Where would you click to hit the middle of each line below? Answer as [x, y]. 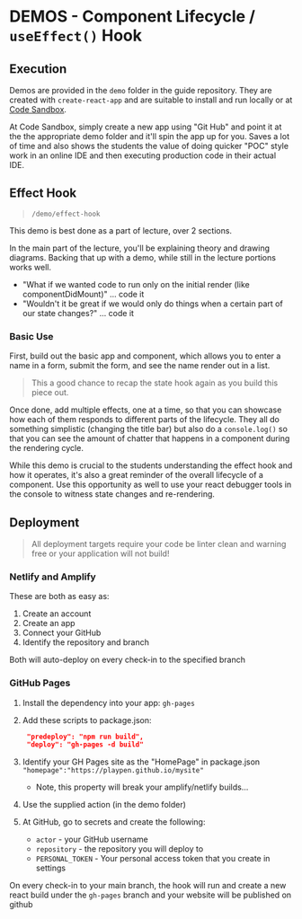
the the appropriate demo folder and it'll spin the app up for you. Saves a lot [150, 136]
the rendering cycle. [46, 448]
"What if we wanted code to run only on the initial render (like [136, 284]
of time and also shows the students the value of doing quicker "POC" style [149, 146]
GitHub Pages [40, 683]
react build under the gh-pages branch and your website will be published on [151, 895]
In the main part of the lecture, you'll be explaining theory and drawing [140, 248]
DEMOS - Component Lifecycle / [133, 17]
